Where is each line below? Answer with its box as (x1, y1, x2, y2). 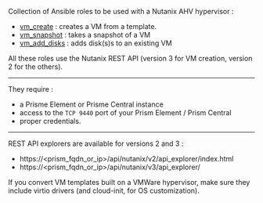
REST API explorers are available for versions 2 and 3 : (8, 139, 184, 148)
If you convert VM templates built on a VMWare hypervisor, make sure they (8, 178, 250, 187)
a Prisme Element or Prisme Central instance (19, 100, 164, 109)
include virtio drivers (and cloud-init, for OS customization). (8, 186, 200, 195)
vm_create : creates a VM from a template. (19, 22, 157, 31)
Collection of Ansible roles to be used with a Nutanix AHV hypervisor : (8, 7, 234, 16)
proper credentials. (19, 117, 81, 125)
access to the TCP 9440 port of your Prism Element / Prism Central (19, 108, 232, 117)
